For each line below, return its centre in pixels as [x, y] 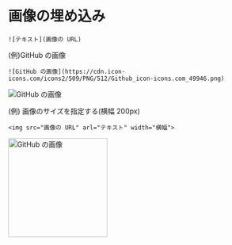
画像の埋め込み [57, 16]
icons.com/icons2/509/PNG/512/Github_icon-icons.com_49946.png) [116, 78]
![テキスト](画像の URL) [45, 39]
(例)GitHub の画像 [37, 55]
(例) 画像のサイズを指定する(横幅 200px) [74, 111]
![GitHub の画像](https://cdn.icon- [67, 71]
